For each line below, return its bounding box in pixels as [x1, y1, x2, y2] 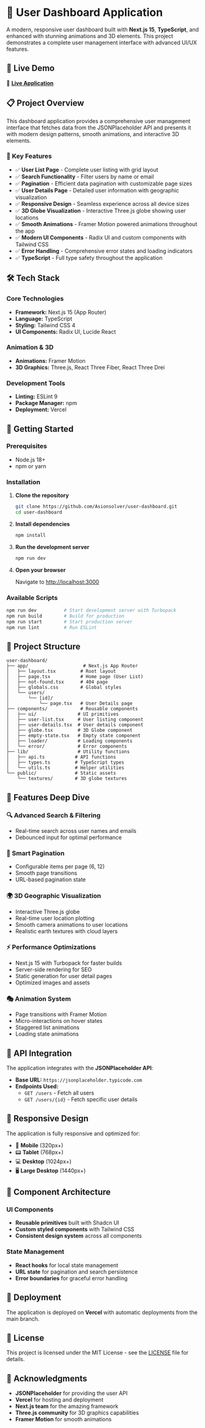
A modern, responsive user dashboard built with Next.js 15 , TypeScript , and [6, 26, 199, 33]
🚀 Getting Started [6, 423, 74, 434]
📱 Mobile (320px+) [15, 1141, 64, 1149]
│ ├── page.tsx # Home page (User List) [6, 674, 144, 680]
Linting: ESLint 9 [15, 393, 58, 400]
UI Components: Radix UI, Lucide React [15, 328, 116, 335]
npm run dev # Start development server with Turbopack [6, 607, 176, 613]
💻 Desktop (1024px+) [15, 1158, 72, 1165]
